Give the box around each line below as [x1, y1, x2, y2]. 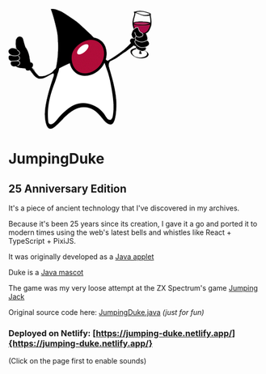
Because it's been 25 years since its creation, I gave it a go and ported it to [8, 219, 258, 228]
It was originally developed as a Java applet [8, 252, 154, 261]
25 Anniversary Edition [8, 181, 127, 195]
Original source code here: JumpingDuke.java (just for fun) [8, 308, 205, 317]
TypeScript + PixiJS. [8, 236, 77, 245]
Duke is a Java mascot [8, 268, 84, 277]
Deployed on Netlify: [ [8, 327, 96, 338]
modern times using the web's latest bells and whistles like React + [8, 227, 232, 237]
